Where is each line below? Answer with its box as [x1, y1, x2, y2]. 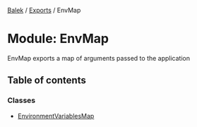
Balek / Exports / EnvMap [7, 6, 81, 14]
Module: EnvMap [7, 31, 109, 47]
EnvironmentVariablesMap [17, 111, 95, 120]
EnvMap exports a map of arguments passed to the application [7, 54, 191, 62]
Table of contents [7, 74, 86, 87]
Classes [7, 95, 36, 105]
